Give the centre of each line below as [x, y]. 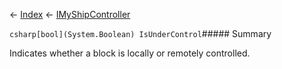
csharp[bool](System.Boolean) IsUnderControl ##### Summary [140, 33]
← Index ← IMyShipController [70, 14]
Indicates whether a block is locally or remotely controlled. [130, 53]
